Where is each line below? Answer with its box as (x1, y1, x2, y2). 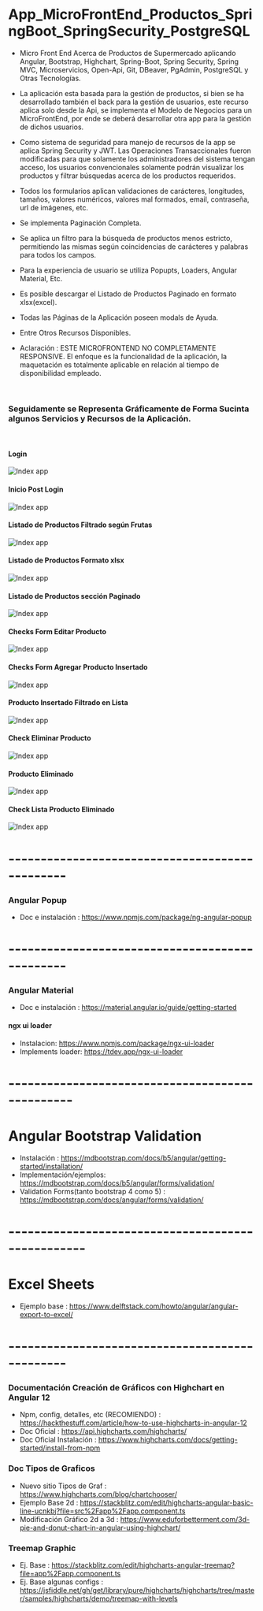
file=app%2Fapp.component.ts (19, 1568, 121, 1578)
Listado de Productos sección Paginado (8, 591, 141, 600)
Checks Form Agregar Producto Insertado (8, 663, 148, 672)
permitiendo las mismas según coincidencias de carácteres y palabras (19, 242, 249, 251)
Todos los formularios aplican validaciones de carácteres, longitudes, (19, 186, 246, 195)
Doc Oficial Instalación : (19, 1435, 97, 1445)
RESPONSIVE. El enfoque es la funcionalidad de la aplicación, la (19, 351, 227, 361)
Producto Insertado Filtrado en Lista (8, 698, 128, 707)
